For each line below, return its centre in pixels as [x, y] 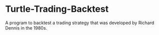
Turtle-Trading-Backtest [57, 9]
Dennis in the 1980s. [26, 28]
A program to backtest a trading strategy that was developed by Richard [80, 23]
